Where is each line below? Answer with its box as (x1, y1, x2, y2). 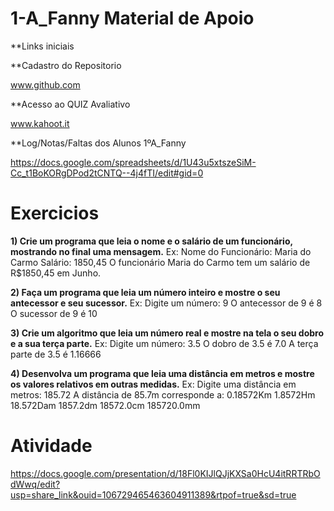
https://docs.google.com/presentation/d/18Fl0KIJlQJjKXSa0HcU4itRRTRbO (10, 467, 321, 479)
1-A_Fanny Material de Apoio (10, 7, 255, 30)
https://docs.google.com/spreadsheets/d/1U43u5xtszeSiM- (10, 156, 257, 168)
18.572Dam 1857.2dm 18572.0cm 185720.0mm (10, 399, 201, 411)
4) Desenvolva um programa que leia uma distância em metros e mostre (10, 367, 315, 379)
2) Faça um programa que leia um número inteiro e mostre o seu (10, 286, 281, 298)
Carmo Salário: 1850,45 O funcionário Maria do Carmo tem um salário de (10, 256, 311, 268)
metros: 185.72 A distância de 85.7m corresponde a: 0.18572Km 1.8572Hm (10, 388, 316, 401)
